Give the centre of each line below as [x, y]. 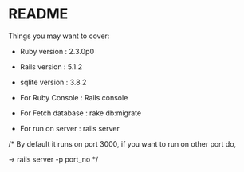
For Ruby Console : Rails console [74, 97]
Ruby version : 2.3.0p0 [57, 51]
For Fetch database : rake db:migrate [81, 113]
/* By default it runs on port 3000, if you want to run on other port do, [122, 143]
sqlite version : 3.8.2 [53, 82]
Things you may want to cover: [59, 36]
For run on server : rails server [69, 128]
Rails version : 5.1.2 [51, 66]
